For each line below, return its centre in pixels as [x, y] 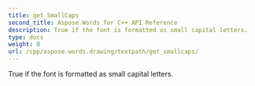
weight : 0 [24, 45]
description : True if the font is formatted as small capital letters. [128, 30]
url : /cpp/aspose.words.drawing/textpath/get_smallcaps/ [103, 52]
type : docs [26, 37]
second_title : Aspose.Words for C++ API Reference [93, 23]
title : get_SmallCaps [44, 15]
